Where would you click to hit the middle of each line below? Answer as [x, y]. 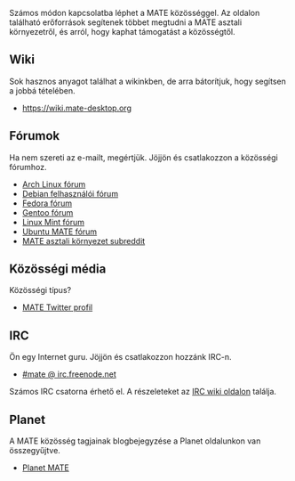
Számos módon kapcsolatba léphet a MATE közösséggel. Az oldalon [135, 13]
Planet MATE [45, 468]
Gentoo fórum [48, 212]
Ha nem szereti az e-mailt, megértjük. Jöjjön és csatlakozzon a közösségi [144, 157]
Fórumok [35, 136]
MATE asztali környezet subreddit [84, 240]
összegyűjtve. [35, 451]
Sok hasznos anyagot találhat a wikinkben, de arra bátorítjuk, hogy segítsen [147, 81]
